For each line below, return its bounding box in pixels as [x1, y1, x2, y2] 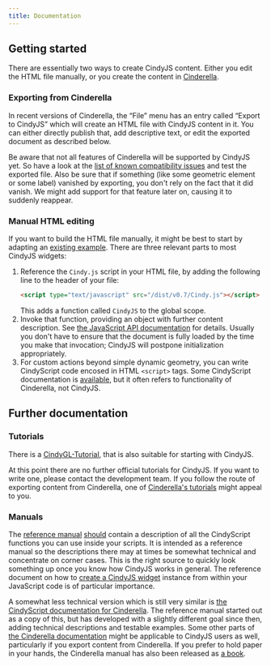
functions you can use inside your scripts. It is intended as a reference [8, 538, 243, 548]
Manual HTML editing [8, 216, 95, 227]
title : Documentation [8, 11, 82, 20]
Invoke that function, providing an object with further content [19, 314, 224, 324]
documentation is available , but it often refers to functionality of [19, 374, 232, 384]
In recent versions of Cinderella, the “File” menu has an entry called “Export [8, 110, 260, 120]
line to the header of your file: [19, 275, 120, 285]
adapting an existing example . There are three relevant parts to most [8, 242, 237, 252]
